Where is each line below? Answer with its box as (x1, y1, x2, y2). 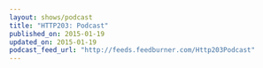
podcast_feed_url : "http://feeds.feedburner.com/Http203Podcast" (9, 46, 255, 55)
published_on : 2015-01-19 (9, 29, 104, 38)
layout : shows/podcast (9, 12, 93, 22)
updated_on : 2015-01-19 (9, 37, 97, 47)
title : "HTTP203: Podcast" (9, 21, 109, 30)
